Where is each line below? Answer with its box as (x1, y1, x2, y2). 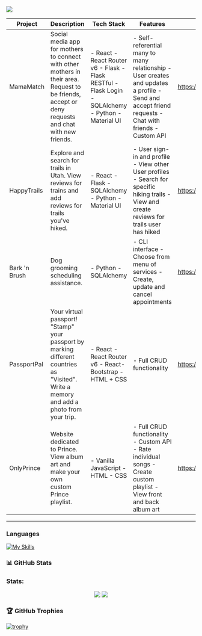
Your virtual (50, 307, 83, 315)
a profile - (133, 87, 162, 94)
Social (50, 30, 68, 38)
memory (50, 391, 74, 398)
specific (133, 183, 156, 191)
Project (16, 20, 38, 28)
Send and (133, 94, 161, 102)
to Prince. (50, 445, 78, 453)
